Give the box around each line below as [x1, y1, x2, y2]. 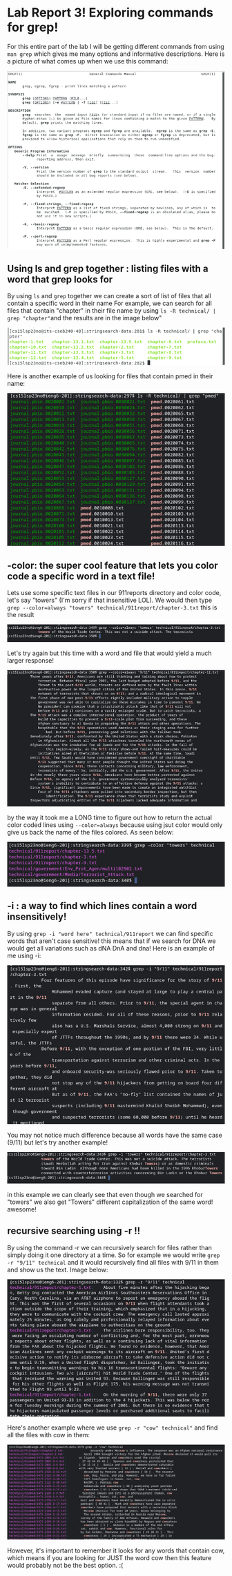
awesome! [7, 1205, 37, 1214]
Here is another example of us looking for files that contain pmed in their [7, 372, 213, 380]
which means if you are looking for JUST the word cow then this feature [7, 1554, 212, 1562]
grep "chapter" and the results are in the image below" [7, 314, 162, 322]
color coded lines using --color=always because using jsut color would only [7, 821, 223, 829]
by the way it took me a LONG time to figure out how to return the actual [7, 813, 213, 822]
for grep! [7, 19, 59, 35]
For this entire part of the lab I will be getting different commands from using [7, 42, 224, 50]
